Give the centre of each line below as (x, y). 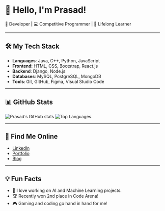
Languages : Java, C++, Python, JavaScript (56, 60)
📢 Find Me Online (31, 136)
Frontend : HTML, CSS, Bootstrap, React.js (55, 66)
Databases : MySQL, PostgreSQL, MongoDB (57, 76)
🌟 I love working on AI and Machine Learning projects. (67, 190)
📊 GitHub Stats (29, 102)
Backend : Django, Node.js (39, 71)
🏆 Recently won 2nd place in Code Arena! (55, 196)
